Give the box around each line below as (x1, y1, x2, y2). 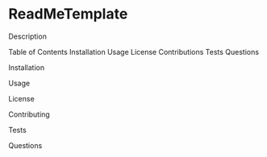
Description (8, 31, 47, 41)
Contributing (8, 109, 50, 119)
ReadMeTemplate (8, 5, 128, 23)
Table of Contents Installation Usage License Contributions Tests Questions (8, 47, 260, 56)
